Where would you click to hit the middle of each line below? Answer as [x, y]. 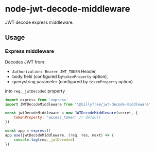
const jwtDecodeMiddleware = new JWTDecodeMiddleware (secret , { [71, 113]
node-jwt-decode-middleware [68, 9]
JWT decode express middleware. [39, 22]
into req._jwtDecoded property [35, 91]
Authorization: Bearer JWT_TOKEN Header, [54, 71]
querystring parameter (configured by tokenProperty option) [72, 81]
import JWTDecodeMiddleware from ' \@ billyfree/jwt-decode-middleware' [78, 104]
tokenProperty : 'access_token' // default [57, 118]
